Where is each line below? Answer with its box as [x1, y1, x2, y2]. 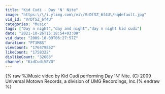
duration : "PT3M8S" [5, 40, 47, 45]
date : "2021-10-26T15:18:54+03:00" [5, 31, 81, 36]
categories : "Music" [5, 21, 49, 27]
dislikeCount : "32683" [5, 54, 53, 60]
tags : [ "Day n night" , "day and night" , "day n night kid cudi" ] [5, 26, 142, 31]
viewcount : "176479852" [5, 45, 56, 50]
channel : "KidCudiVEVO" [5, 59, 56, 64]
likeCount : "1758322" [5, 50, 51, 55]
